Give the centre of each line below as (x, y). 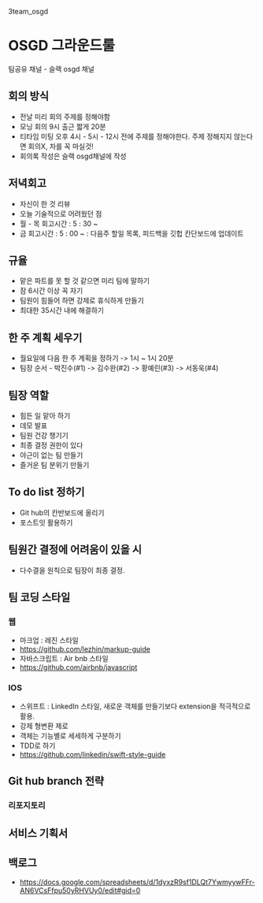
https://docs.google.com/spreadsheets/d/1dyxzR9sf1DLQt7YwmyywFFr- (137, 883)
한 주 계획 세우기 (45, 338)
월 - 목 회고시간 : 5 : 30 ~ (59, 223)
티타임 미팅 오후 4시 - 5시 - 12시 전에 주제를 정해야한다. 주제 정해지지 (126, 136)
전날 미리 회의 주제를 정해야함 (65, 117)
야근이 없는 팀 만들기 (51, 455)
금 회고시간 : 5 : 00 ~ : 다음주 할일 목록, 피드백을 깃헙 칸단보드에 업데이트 (131, 233)
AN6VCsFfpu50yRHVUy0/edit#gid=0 (80, 890)
